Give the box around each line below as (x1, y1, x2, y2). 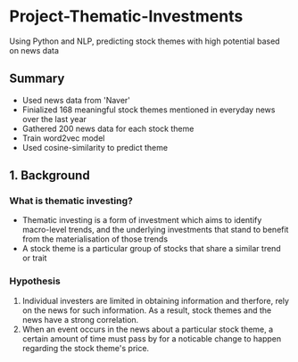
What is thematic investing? (9, 194, 134, 207)
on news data (9, 45, 60, 55)
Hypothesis (9, 275, 61, 287)
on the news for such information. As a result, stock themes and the (21, 305, 272, 316)
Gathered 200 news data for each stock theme (21, 123, 195, 134)
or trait (21, 252, 47, 264)
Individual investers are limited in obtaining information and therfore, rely (21, 295, 290, 306)
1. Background (9, 168, 91, 184)
